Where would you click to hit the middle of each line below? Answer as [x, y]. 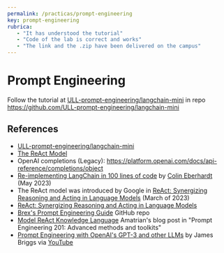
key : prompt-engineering [43, 20]
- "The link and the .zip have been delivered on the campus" [109, 46]
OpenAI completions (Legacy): [61, 160]
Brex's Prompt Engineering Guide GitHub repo [83, 213]
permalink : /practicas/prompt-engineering [70, 14]
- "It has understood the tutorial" [70, 33]
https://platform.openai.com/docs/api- [162, 160]
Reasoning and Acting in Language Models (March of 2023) [103, 198]
